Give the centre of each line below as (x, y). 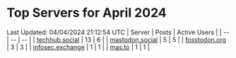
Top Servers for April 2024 (87, 13)
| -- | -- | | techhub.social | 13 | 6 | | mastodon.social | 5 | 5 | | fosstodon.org (117, 39)
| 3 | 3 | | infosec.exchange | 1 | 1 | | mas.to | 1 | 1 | (78, 47)
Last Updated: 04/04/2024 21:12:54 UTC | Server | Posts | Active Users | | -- (118, 32)
